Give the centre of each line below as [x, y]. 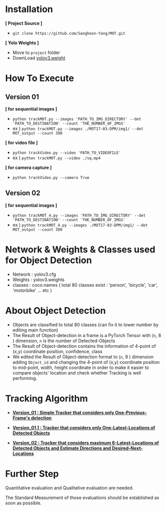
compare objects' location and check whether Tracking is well [77, 373]
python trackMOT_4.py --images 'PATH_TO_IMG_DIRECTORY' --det [79, 215]
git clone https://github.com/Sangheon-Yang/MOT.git [69, 33]
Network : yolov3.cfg [34, 274]
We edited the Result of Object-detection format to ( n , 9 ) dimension [83, 357]
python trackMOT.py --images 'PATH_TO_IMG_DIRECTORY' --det [77, 119]
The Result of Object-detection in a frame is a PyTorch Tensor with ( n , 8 [87, 335]
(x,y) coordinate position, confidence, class [57, 351]
